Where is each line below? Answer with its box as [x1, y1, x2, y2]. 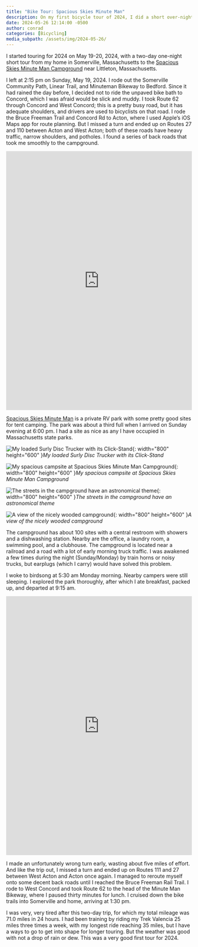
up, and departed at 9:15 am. [6, 584, 76, 591]
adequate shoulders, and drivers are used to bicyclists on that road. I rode [6, 108, 186, 115]
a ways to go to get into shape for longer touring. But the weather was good [6, 928, 190, 935]
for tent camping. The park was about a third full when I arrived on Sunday [6, 421, 187, 428]
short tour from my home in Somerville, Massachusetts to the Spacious [6, 59, 179, 66]
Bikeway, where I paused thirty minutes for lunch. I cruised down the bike [6, 891, 184, 898]
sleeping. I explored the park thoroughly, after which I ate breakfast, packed [6, 578, 190, 585]
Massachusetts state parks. [6, 434, 74, 441]
